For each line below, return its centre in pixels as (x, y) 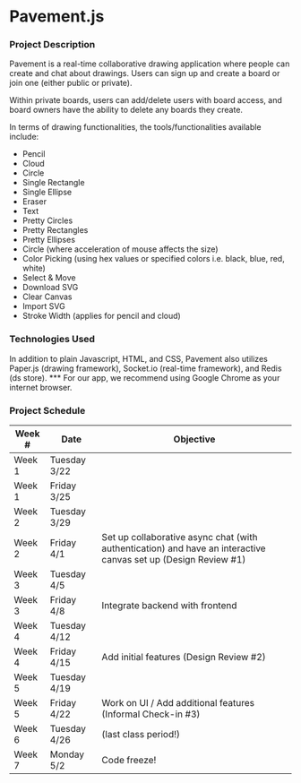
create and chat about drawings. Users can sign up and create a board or (145, 73)
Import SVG (43, 306)
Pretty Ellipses (49, 240)
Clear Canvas (47, 297)
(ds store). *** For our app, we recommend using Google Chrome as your (145, 377)
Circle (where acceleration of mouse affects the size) (120, 249)
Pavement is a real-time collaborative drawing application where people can (150, 64)
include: (24, 137)
